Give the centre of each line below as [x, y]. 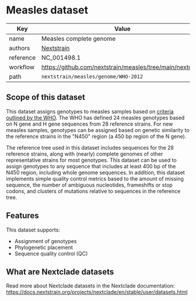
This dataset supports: [33, 230]
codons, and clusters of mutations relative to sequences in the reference [93, 191]
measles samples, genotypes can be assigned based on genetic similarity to [98, 130]
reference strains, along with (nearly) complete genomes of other [85, 154]
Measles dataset [47, 10]
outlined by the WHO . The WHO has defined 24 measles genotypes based [95, 117]
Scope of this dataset [46, 97]
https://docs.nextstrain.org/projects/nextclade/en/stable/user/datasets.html [97, 292]
